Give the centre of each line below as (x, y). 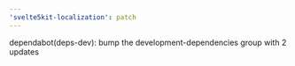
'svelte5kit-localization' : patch (73, 17)
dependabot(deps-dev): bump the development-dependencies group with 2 (148, 42)
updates (24, 51)
